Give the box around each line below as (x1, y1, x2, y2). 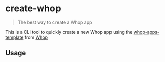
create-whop (5, 3, 62, 14)
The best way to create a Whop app (17, 19, 92, 25)
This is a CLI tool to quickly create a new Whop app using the (5, 29, 133, 35)
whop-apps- (133, 29, 160, 35)
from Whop (24, 34, 48, 40)
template (5, 34, 24, 40)
